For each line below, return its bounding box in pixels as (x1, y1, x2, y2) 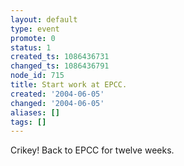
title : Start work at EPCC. (10, 80, 128, 90)
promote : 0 (10, 33, 56, 43)
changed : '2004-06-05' (10, 98, 105, 108)
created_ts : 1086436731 (10, 52, 110, 62)
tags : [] (10, 117, 47, 127)
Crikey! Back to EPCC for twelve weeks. (10, 144, 175, 156)
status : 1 (10, 42, 52, 53)
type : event (10, 24, 60, 34)
